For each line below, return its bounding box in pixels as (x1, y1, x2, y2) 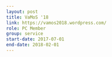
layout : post (6, 8, 38, 15)
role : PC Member (6, 25, 46, 31)
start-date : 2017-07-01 (6, 36, 65, 42)
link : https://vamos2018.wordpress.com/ (6, 20, 107, 26)
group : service (6, 31, 44, 37)
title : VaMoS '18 (6, 14, 49, 20)
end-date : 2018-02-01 (6, 42, 60, 48)
